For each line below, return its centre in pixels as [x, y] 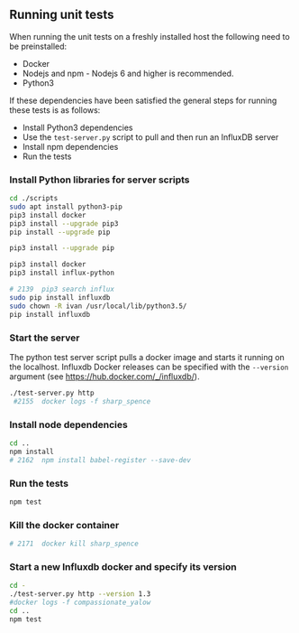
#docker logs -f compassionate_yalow [80, 602]
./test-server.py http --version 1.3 [80, 594]
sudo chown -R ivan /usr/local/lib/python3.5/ [98, 306]
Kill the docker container [64, 525]
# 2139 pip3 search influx [62, 289]
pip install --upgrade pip [60, 232]
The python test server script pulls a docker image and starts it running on [147, 357]
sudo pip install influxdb [60, 297]
